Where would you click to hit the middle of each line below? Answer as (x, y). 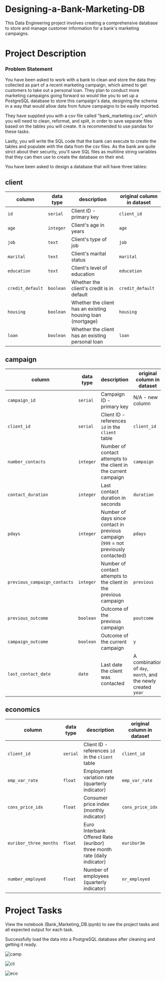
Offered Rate (98, 837)
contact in (113, 525)
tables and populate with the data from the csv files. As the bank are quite (80, 146)
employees (96, 876)
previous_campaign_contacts (41, 582)
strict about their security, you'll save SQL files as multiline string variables (81, 152)
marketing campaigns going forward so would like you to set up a (72, 96)
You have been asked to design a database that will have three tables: (76, 167)
